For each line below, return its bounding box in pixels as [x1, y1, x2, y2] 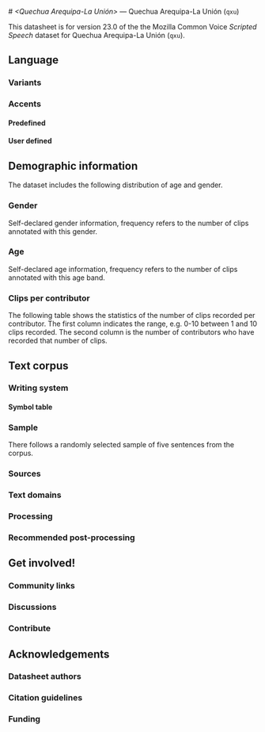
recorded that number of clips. [8, 336, 108, 346]
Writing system [8, 382, 69, 393]
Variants [8, 77, 42, 88]
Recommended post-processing [8, 532, 136, 543]
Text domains [8, 489, 62, 500]
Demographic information [8, 159, 138, 173]
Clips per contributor [8, 293, 90, 304]
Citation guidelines [8, 692, 83, 703]
